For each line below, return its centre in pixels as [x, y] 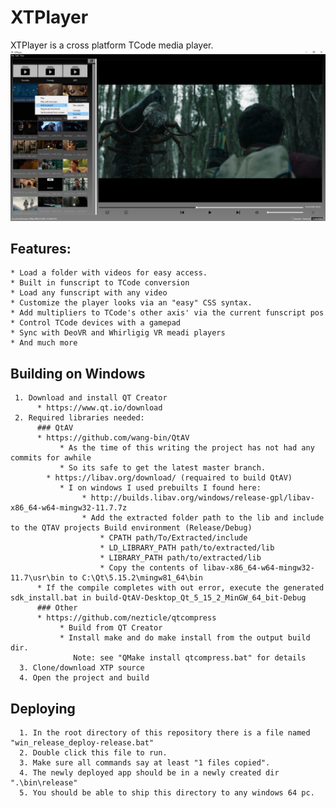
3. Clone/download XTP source [82, 668]
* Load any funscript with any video [89, 293]
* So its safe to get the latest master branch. [163, 468]
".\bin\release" [44, 783]
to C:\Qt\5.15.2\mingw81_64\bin [135, 578]
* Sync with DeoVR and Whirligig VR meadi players [118, 333]
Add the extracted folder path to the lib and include [207, 518]
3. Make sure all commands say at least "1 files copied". [145, 763]
